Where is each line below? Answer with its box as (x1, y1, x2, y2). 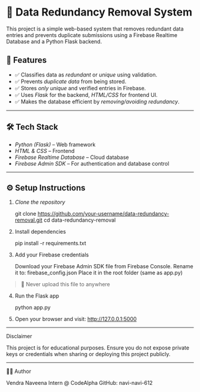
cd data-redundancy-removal (43, 216, 116, 223)
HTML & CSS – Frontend (14, 147, 75, 154)
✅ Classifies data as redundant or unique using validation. (14, 71, 158, 78)
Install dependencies (14, 228, 67, 235)
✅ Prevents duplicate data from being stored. (14, 78, 127, 85)
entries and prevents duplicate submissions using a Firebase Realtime (6, 31, 177, 38)
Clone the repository (14, 198, 65, 206)
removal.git (14, 216, 43, 223)
